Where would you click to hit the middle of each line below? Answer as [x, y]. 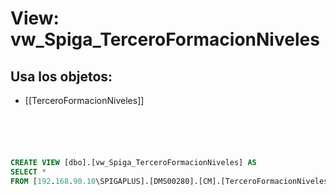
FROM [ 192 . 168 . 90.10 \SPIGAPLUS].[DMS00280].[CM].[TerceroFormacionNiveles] [171, 181]
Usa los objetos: [61, 76]
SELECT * [28, 172]
